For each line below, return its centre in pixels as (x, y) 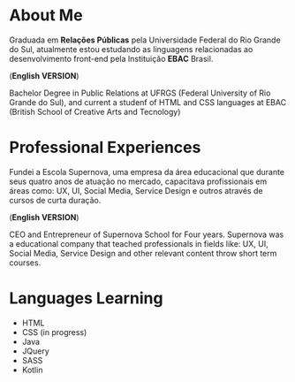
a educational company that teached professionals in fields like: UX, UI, (139, 243)
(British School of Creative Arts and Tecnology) (95, 111)
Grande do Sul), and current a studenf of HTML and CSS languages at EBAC (148, 102)
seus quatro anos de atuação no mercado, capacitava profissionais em (138, 181)
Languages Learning (86, 298)
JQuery (36, 351)
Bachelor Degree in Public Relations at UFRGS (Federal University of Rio (140, 93)
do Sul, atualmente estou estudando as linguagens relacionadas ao (131, 49)
